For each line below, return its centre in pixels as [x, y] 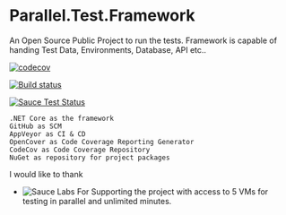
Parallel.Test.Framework [102, 16]
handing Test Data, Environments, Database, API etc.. [108, 49]
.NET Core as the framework [62, 118]
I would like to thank [46, 174]
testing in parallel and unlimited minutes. [97, 201]
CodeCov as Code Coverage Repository [80, 150]
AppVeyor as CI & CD [48, 134]
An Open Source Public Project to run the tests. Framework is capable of [143, 40]
